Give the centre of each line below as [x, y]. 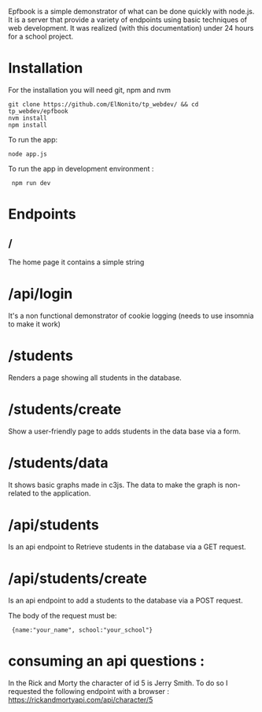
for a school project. [41, 36]
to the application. [62, 493]
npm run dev [31, 183]
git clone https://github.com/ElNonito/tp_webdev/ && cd [103, 104]
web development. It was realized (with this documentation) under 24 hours [131, 28]
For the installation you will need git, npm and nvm [90, 90]
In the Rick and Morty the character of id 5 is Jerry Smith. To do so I [118, 683]
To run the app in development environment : [81, 168]
